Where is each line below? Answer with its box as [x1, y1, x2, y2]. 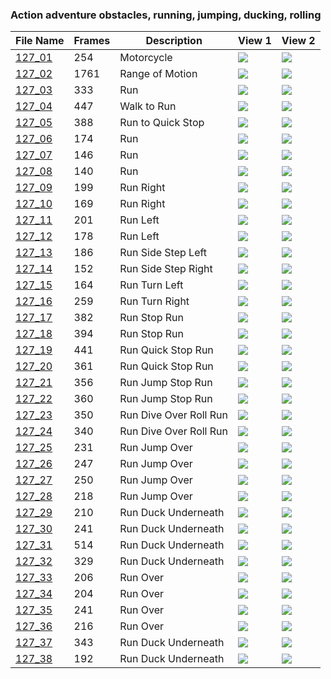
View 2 [281, 34, 316, 48]
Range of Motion [119, 67, 198, 81]
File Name [15, 34, 65, 48]
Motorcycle [119, 51, 173, 65]
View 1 [238, 34, 272, 48]
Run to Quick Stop [119, 116, 205, 130]
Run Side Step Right [119, 262, 213, 276]
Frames [73, 34, 111, 48]
